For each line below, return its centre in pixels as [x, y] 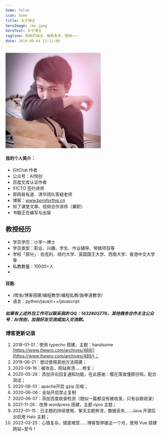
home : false [17, 10]
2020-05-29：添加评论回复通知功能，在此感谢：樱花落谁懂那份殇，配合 [84, 374]
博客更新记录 [21, 333]
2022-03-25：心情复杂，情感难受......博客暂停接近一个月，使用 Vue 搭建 [85, 423]
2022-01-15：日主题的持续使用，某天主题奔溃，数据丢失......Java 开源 [82, 411]
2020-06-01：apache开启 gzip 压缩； [50, 386]
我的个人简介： [20, 158]
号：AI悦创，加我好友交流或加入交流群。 [46, 319]
